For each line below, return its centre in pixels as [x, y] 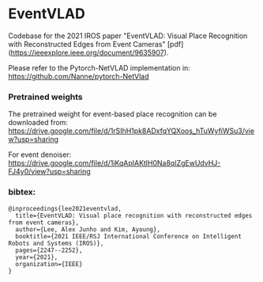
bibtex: [22, 192]
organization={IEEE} [49, 264]
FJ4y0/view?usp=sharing [49, 172]
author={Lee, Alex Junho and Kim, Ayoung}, [88, 229]
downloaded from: [38, 123]
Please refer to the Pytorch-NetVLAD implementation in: [100, 67]
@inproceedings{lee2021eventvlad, [65, 208]
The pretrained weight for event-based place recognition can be [113, 114]
